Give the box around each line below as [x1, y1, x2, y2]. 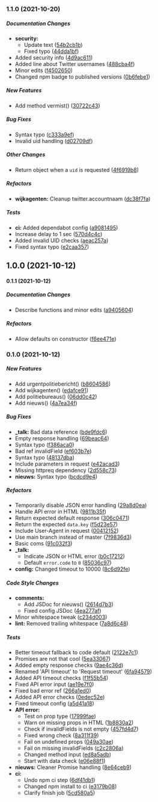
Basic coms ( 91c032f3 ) [14, 540, 73, 547]
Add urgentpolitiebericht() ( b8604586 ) [14, 380, 111, 387]
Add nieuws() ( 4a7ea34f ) [14, 399, 78, 407]
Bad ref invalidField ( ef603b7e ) [14, 447, 92, 455]
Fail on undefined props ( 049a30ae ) [23, 738, 114, 746]
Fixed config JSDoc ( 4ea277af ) [23, 607, 102, 615]
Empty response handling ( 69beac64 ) [14, 434, 109, 442]
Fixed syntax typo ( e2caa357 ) [14, 243, 90, 251]
